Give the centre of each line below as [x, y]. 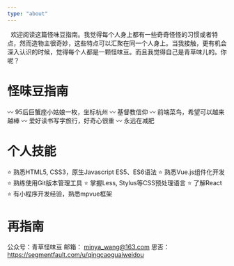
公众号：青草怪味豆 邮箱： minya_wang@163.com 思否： [88, 247]
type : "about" [28, 14]
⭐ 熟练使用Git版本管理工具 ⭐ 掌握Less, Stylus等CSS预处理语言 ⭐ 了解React [115, 182]
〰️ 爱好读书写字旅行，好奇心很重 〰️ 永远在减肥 [87, 120]
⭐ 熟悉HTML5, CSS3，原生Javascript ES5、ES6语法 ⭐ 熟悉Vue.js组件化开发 [116, 172]
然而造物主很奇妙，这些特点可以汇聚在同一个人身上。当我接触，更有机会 [123, 43]
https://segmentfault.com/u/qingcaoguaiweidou [76, 255]
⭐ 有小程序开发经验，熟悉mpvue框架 [60, 194]
